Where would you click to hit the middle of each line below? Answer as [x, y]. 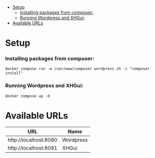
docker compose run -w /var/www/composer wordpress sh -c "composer [77, 69]
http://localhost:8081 [33, 148]
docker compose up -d [28, 96]
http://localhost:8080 [33, 140]
